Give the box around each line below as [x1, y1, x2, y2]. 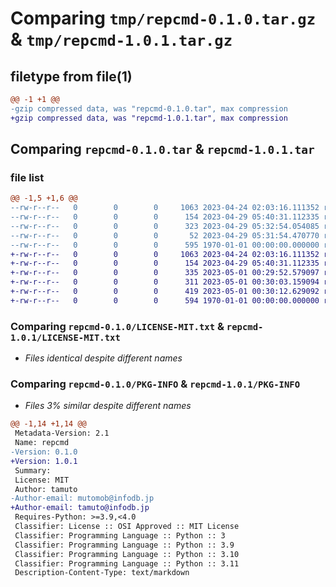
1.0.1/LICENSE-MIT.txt [10, 332, 121, 343]
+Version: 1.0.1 [10, 456, 78, 466]
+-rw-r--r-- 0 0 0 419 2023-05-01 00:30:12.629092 [10, 287, 320, 297]
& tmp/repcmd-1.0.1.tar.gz [10, 28, 233, 51]
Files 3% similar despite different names [24, 400, 192, 412]
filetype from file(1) [10, 68, 133, 85]
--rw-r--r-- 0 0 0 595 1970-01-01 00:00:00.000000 [10, 240, 320, 250]
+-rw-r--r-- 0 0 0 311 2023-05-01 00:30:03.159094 [10, 277, 320, 287]
